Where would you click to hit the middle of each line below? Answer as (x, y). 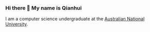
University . (17, 24)
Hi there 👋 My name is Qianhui (44, 8)
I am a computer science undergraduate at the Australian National (75, 19)
